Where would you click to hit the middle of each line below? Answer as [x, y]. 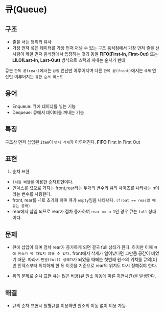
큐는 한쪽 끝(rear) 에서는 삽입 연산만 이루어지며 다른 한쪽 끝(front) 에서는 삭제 [78, 70]
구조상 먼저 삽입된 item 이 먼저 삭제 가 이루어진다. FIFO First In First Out [73, 142]
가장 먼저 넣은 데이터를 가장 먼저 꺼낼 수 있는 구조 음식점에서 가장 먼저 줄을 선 [86, 48]
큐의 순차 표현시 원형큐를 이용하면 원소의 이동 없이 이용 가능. [70, 306]
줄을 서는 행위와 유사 [32, 42]
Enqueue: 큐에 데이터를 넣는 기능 [44, 106]
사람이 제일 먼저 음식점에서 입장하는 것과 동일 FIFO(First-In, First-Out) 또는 [85, 54]
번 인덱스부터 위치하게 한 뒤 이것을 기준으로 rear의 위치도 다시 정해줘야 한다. [85, 266]
